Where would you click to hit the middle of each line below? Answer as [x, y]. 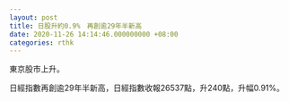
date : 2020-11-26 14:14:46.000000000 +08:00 [94, 34]
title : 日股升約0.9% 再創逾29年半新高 [75, 26]
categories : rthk [42, 42]
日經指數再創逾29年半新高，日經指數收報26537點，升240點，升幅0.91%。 [147, 88]
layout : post [34, 17]
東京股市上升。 [37, 69]
